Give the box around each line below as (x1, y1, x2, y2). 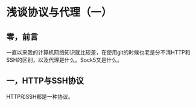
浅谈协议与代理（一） (6, 5, 113, 19)
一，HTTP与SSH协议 (6, 76, 84, 86)
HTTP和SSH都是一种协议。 (6, 93, 74, 100)
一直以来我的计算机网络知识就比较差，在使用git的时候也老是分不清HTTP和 (6, 49, 191, 56)
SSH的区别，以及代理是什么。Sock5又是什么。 (6, 56, 122, 64)
